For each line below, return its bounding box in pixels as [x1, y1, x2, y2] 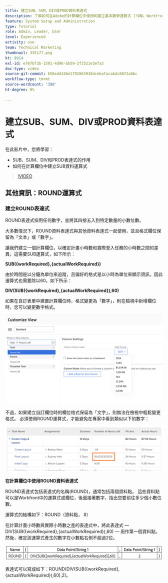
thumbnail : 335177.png [5, 50, 52, 55]
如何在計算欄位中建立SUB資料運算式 [12, 163, 87, 169]
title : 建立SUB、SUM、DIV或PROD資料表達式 [5, 8, 87, 13]
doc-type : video [5, 66, 39, 71]
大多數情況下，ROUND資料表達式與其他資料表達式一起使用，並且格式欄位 [5, 228, 157, 234]
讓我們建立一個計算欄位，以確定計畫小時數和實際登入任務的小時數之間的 [5, 245, 154, 251]
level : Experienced [5, 34, 46, 39]
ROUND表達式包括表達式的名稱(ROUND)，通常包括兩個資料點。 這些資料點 [5, 488, 160, 494]
